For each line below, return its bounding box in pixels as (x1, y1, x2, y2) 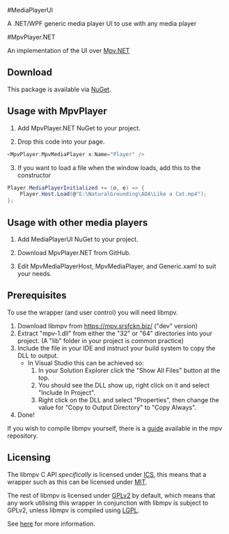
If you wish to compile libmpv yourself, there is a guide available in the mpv (7, 424, 223, 432)
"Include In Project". (38, 388, 96, 397)
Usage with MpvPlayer (7, 105, 107, 117)
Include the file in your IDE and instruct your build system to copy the (17, 344, 216, 352)
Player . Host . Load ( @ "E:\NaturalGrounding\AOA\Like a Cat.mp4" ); (19, 191, 207, 198)
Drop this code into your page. (17, 137, 105, 146)
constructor (17, 171, 52, 179)
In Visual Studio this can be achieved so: (27, 358, 144, 367)
